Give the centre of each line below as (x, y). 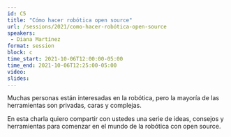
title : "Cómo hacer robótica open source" (70, 20)
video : (17, 72)
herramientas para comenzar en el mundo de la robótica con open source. (114, 127)
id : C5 (17, 14)
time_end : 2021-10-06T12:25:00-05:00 (62, 65)
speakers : (22, 33)
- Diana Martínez (35, 40)
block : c (20, 53)
